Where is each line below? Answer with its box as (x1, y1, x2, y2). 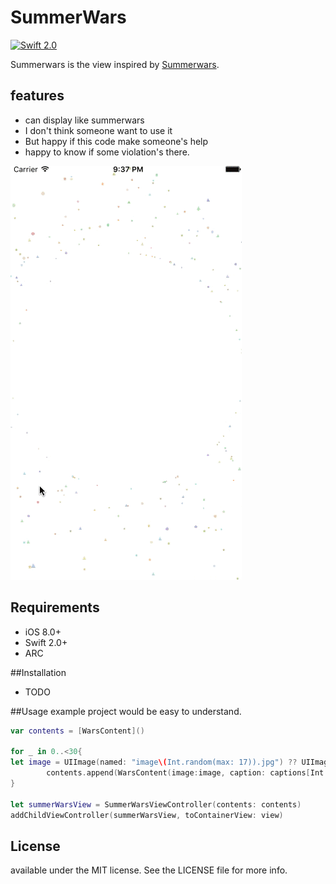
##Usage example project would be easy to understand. (10, 705, 242, 717)
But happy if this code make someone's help (24, 135, 209, 147)
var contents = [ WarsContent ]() (10, 726, 145, 736)
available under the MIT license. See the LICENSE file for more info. (10, 864, 288, 876)
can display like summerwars (24, 114, 145, 126)
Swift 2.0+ (24, 636, 68, 648)
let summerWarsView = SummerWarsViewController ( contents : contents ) (10, 799, 302, 810)
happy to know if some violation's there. (24, 146, 190, 158)
